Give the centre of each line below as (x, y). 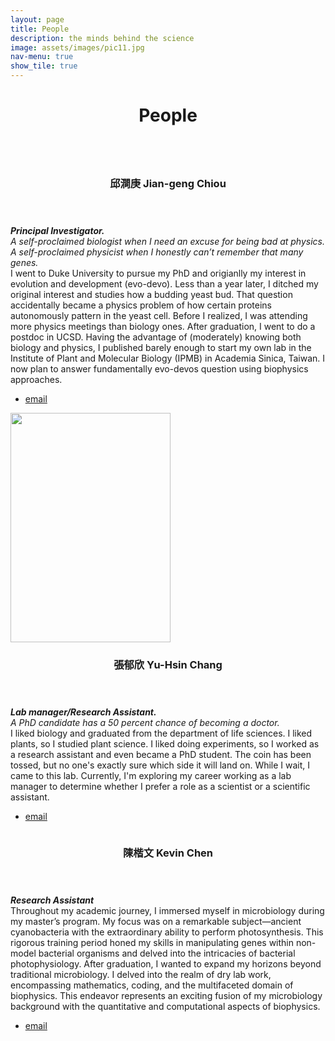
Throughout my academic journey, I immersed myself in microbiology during (167, 910)
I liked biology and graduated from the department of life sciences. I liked (161, 733)
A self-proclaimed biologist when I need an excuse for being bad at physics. (167, 242)
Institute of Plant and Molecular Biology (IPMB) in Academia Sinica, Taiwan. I (168, 358)
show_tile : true (44, 66)
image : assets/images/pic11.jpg (77, 47)
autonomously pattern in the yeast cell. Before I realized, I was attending (159, 316)
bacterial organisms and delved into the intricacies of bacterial (167, 953)
